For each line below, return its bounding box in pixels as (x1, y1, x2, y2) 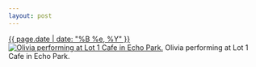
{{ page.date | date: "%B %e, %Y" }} (8, 34, 131, 44)
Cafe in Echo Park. (8, 51, 70, 61)
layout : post (8, 11, 52, 20)
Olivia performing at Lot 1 (165, 42, 249, 52)
